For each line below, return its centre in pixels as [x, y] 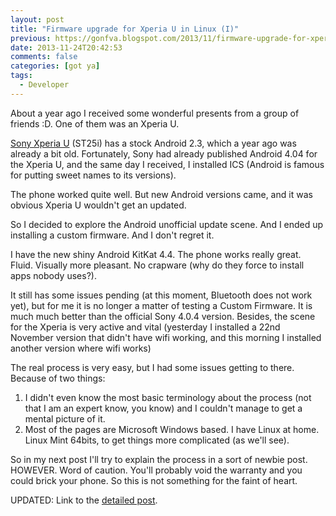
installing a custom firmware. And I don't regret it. [112, 235]
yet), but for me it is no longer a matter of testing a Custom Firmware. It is [161, 305]
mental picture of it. [65, 418]
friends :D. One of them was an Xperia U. [95, 123]
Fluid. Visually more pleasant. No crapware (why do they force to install [157, 265]
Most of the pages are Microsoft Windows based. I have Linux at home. [172, 429]
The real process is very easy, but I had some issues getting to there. [152, 367]
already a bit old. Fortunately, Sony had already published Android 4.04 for [164, 153]
